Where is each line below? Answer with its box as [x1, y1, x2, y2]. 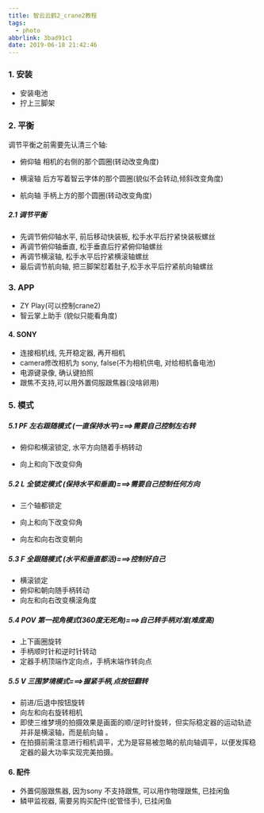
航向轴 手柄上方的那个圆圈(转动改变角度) [19, 190, 152, 199]
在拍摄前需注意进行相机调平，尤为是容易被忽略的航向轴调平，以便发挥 [19, 737, 250, 747]
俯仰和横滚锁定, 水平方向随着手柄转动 [19, 443, 143, 452]
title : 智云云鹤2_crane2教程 [8, 11, 98, 20]
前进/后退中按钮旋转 [19, 697, 86, 707]
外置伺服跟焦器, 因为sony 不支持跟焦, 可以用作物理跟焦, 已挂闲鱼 [19, 786, 231, 796]
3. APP [8, 281, 35, 292]
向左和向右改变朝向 [19, 534, 83, 544]
